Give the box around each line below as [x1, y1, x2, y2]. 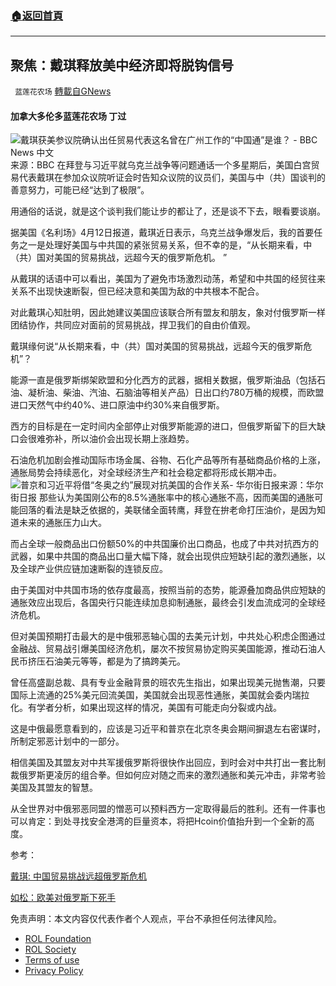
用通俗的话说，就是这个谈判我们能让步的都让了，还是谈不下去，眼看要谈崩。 [10, 205, 326, 217]
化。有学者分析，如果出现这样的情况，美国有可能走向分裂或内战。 [10, 702, 282, 714]
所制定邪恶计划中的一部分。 [10, 735, 125, 747]
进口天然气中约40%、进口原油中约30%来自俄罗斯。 [10, 399, 225, 411]
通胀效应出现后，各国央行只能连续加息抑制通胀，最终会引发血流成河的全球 [10, 597, 317, 609]
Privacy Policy [24, 965, 84, 977]
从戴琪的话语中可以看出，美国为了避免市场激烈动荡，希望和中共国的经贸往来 [10, 273, 326, 285]
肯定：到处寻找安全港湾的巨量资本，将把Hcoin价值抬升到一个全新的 [27, 815, 307, 827]
